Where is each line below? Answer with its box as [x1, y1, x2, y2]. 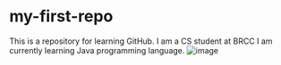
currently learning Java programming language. [9, 45, 185, 55]
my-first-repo [9, 6, 114, 27]
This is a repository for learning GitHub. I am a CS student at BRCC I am [9, 36, 273, 46]
